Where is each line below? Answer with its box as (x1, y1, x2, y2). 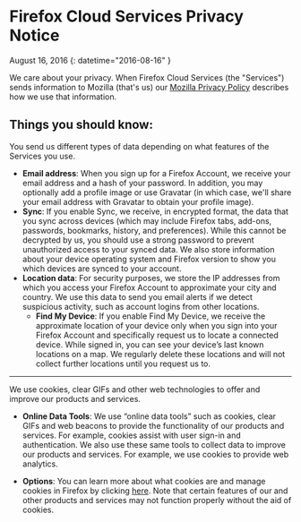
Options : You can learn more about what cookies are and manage (21, 475, 266, 486)
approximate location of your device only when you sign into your (35, 320, 278, 330)
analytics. (21, 458, 58, 469)
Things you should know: (9, 117, 154, 133)
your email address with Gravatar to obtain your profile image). (21, 196, 254, 207)
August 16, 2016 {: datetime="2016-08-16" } (9, 55, 172, 65)
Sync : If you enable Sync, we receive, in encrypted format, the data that (21, 206, 289, 217)
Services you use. (9, 150, 76, 161)
